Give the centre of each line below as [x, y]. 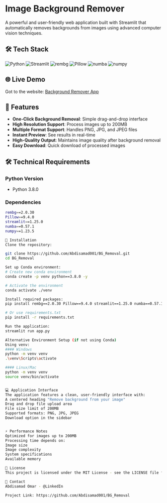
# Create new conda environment [39, 272]
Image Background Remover [65, 9]
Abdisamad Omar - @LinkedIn [34, 486]
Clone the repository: [29, 245]
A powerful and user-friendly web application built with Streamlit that [76, 22]
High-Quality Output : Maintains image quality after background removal [86, 140]
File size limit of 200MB [32, 409]
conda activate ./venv [29, 290]
